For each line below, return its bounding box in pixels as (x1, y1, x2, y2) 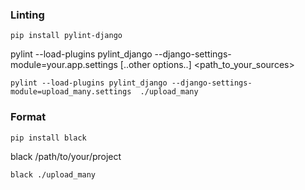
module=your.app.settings (10, 59, 118, 71)
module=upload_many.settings (10, 87, 132, 97)
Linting (10, 8, 45, 22)
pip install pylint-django (10, 31, 123, 41)
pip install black (10, 133, 87, 143)
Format (10, 110, 47, 124)
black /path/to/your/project (10, 150, 122, 162)
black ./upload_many (10, 169, 97, 180)
